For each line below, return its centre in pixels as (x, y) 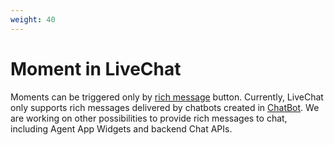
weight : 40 (33, 19)
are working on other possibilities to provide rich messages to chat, (149, 118)
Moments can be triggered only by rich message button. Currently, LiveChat (167, 97)
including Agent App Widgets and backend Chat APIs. (121, 128)
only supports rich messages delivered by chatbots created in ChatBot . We (165, 107)
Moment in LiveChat (96, 68)
